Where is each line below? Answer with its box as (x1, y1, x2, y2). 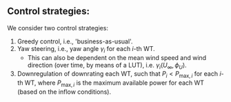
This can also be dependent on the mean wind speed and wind (27, 53, 207, 61)
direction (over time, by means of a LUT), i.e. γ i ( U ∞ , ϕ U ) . (27, 61, 188, 71)
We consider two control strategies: (7, 23, 109, 32)
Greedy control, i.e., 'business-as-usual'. (17, 37, 133, 45)
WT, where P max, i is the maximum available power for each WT (24, 79, 205, 88)
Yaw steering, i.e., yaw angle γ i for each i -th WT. (17, 44, 155, 54)
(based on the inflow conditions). (17, 88, 112, 96)
